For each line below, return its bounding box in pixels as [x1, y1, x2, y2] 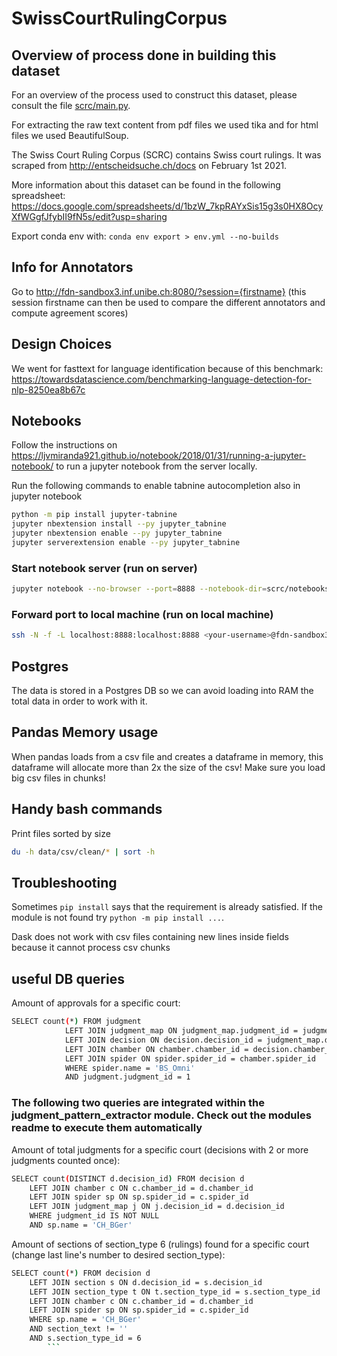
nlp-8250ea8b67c [11, 383, 86, 396]
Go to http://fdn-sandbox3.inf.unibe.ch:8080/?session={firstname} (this [11, 285, 307, 297]
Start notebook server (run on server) [11, 561, 198, 575]
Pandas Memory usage [11, 724, 159, 741]
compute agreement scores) [11, 307, 129, 319]
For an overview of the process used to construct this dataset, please [11, 89, 298, 101]
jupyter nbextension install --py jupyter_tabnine [11, 519, 227, 529]
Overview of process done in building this [11, 47, 277, 64]
